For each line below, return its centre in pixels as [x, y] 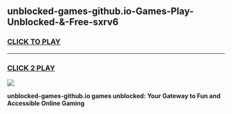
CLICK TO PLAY [34, 42]
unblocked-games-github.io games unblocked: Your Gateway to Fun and [114, 95]
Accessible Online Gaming [46, 103]
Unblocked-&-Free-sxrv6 [63, 22]
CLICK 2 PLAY [31, 68]
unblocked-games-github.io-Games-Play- [100, 11]
